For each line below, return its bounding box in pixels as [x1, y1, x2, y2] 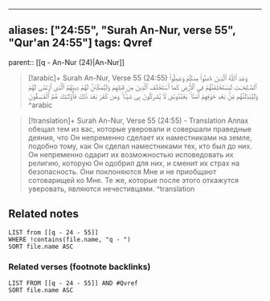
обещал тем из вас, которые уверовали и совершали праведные [27, 124, 252, 133]
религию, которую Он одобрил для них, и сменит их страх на [27, 158, 240, 168]
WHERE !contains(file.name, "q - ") [8, 235, 131, 243]
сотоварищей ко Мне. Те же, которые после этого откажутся [27, 175, 239, 185]
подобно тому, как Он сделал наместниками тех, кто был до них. [27, 141, 253, 151]
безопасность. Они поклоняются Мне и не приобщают [27, 166, 217, 177]
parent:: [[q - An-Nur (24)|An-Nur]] [8, 57, 125, 67]
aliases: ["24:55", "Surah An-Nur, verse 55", [8, 23, 236, 37]
